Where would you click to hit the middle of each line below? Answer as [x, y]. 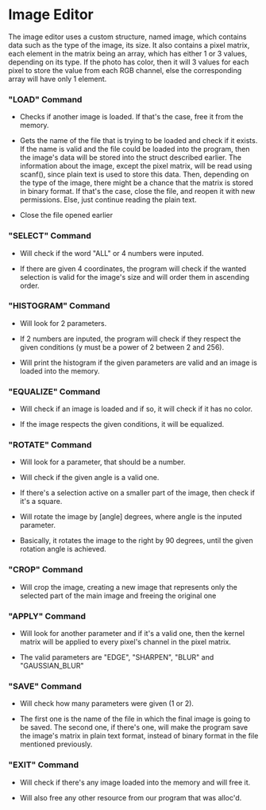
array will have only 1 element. [58, 79]
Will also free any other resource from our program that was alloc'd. [131, 797]
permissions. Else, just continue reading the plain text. [108, 200]
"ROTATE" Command [50, 445]
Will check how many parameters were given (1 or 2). [107, 703]
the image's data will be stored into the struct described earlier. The [131, 157]
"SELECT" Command [50, 236]
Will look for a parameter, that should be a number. [102, 462]
